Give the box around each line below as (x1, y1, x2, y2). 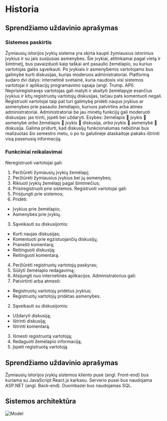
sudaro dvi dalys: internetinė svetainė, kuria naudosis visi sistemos (5, 77, 144, 83)
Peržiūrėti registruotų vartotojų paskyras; (12, 262, 98, 268)
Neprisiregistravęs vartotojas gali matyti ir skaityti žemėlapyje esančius (5, 87, 152, 94)
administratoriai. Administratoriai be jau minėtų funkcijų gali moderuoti (5, 109, 150, 115)
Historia (5, 4, 39, 15)
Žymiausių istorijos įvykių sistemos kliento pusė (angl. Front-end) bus (5, 372, 149, 378)
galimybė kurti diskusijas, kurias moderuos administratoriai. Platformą (5, 72, 149, 78)
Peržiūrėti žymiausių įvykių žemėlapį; (12, 170, 90, 176)
